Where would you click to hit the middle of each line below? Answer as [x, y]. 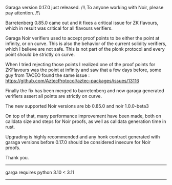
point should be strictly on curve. [40, 54]
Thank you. [17, 158]
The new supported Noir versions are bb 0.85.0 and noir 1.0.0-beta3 [77, 106]
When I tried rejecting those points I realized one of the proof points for [80, 64]
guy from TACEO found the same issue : [48, 75]
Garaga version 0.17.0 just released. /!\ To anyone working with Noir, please [84, 7]
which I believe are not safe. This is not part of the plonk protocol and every [85, 49]
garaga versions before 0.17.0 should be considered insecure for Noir [78, 142]
